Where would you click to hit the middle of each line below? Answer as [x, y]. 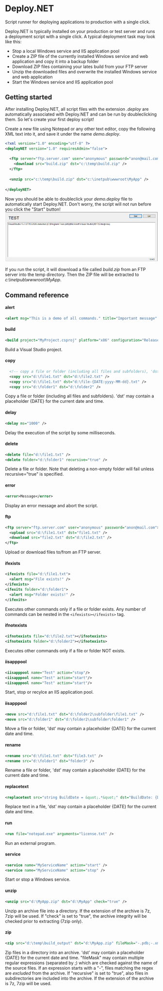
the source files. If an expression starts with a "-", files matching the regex [79, 968]
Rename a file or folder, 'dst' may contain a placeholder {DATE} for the [75, 770]
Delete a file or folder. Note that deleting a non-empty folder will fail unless [80, 469]
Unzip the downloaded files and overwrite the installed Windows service [84, 71]
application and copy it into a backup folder [56, 61]
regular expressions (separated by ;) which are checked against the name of [81, 963]
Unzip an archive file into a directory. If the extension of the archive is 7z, [78, 911]
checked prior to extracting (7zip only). [44, 921]
